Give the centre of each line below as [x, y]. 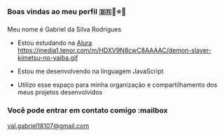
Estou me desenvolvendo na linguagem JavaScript [90, 71]
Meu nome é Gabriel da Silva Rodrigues [64, 29]
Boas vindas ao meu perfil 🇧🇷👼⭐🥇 [67, 11]
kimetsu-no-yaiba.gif [48, 58]
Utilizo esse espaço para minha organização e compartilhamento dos [117, 85]
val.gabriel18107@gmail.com [48, 126]
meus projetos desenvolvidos [60, 92]
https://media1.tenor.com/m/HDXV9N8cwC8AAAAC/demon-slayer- [114, 50]
